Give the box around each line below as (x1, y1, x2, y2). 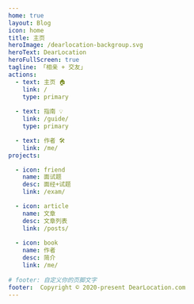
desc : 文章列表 (22, 217, 68, 225)
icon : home (8, 26, 44, 34)
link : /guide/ (22, 115, 69, 123)
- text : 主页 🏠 (15, 78, 67, 86)
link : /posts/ (22, 224, 69, 233)
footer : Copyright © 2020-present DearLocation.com (8, 283, 186, 291)
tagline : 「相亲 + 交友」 (8, 63, 87, 71)
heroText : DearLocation (8, 48, 87, 56)
